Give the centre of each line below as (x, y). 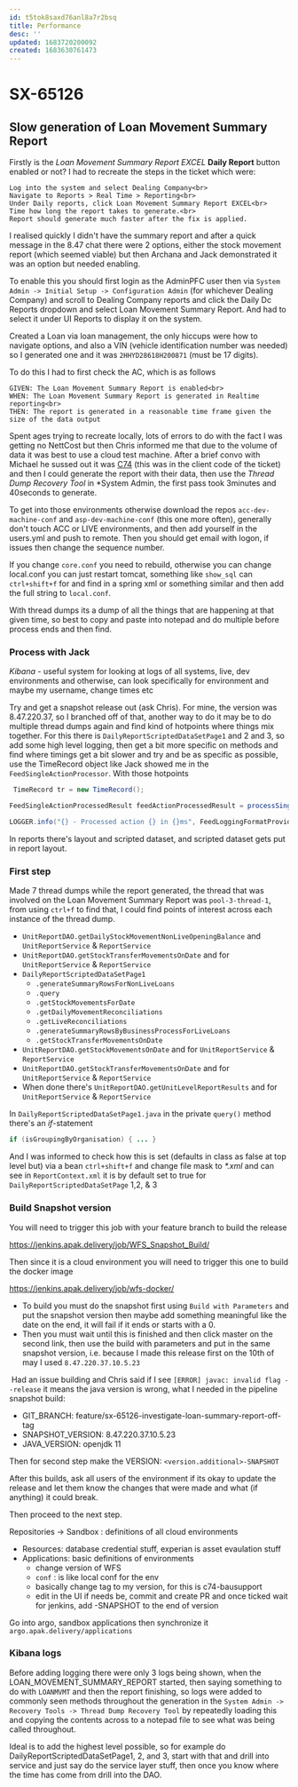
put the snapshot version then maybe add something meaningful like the (154, 1314)
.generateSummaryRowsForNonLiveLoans (105, 984)
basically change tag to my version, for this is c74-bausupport (149, 1586)
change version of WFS (78, 1568)
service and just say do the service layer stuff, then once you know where (144, 1765)
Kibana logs (35, 1653)
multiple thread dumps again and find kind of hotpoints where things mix (142, 727)
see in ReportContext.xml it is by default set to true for (108, 1175)
